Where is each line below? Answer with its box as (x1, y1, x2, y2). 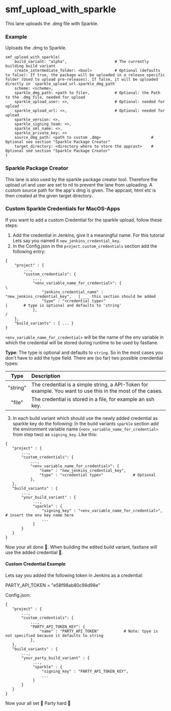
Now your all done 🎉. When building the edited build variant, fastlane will (5, 544, 157, 550)
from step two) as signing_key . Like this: (12, 431, 98, 437)
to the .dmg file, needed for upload (5, 95, 85, 100)
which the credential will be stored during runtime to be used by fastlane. (5, 339, 159, 345)
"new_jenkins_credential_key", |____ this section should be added (5, 294, 156, 299)
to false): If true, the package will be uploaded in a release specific (5, 72, 165, 78)
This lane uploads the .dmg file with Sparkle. (5, 20, 99, 27)
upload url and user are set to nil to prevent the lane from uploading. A (5, 182, 153, 188)
